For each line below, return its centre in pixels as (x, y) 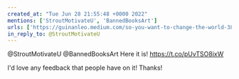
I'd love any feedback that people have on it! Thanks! (85, 68)
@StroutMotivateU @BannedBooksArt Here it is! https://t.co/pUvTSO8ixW (116, 54)
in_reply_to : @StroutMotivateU (54, 34)
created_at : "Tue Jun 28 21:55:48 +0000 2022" (78, 14)
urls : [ (19, 27)
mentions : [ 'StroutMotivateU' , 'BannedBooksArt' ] (83, 21)
